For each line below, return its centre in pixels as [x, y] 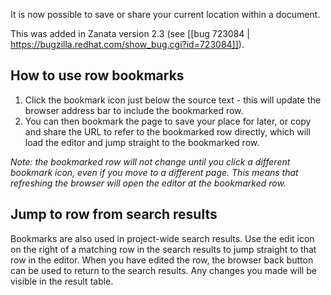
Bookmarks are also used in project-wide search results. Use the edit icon [162, 238]
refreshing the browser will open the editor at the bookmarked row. [148, 183]
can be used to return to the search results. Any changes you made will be [163, 270]
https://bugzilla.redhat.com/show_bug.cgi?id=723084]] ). [127, 44]
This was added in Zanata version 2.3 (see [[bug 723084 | [130, 33]
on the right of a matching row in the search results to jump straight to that [163, 249]
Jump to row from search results [114, 214]
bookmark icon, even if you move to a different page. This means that [154, 172]
